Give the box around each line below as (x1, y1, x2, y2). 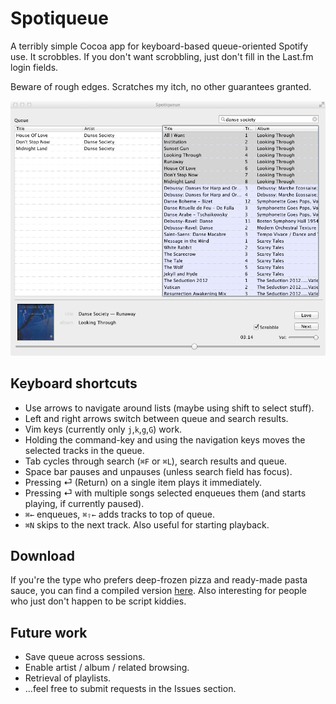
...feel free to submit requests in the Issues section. (24, 683, 237, 695)
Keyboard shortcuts (10, 375, 138, 392)
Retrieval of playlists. (24, 672, 112, 684)
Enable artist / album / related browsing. (24, 662, 190, 674)
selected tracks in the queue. (24, 444, 145, 456)
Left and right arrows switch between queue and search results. (24, 412, 289, 424)
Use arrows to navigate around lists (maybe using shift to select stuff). (24, 402, 315, 414)
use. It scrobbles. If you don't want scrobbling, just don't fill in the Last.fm (10, 50, 314, 62)
